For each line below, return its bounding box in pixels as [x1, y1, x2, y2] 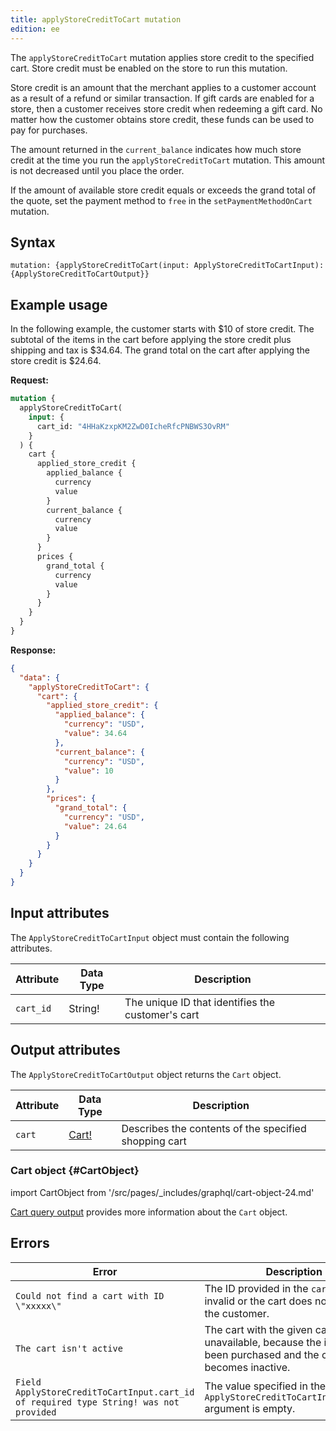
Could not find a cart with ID [15, 1290, 165, 1301]
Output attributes [10, 1042, 121, 1059]
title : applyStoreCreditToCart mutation [10, 14, 182, 25]
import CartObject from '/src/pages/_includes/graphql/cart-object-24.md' [10, 1186, 315, 1198]
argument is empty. [204, 1401, 296, 1415]
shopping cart [121, 1134, 187, 1148]
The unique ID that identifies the [124, 995, 275, 1009]
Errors [10, 1235, 50, 1252]
